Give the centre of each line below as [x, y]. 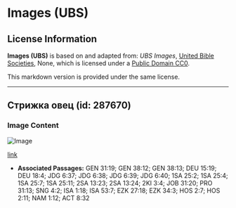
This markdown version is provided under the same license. [94, 77]
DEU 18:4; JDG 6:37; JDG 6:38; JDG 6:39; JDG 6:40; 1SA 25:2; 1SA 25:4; [123, 175]
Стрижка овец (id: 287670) [69, 106]
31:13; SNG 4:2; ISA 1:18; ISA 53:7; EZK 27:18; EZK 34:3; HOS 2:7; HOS [119, 190]
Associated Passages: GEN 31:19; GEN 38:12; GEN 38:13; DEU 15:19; [117, 168]
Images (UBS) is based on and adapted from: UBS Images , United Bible [111, 56]
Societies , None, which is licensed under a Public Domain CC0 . [99, 63]
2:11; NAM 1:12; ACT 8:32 [53, 197]
